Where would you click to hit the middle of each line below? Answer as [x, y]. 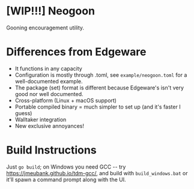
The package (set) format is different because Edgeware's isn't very [99, 88]
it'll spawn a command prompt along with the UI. [66, 179]
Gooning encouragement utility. [45, 28]
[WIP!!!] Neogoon [50, 11]
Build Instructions [52, 150]
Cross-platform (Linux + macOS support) [66, 100]
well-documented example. [49, 81]
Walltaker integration [41, 119]
